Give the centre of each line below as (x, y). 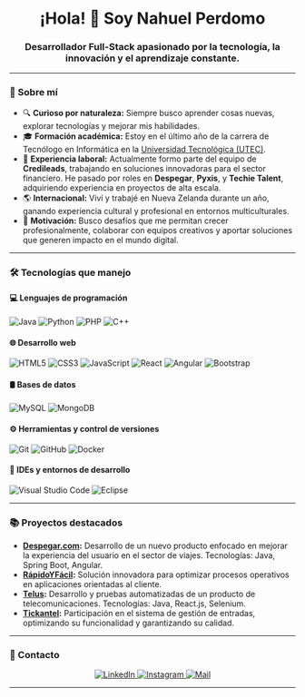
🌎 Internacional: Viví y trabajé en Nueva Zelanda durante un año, (146, 198)
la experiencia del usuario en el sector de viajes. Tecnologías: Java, (148, 555)
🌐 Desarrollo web (43, 342)
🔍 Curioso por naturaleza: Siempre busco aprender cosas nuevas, (148, 113)
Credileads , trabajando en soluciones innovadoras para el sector (144, 168)
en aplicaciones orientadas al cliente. (92, 584)
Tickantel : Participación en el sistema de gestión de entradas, (139, 614)
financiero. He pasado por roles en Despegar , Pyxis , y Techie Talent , (153, 178)
